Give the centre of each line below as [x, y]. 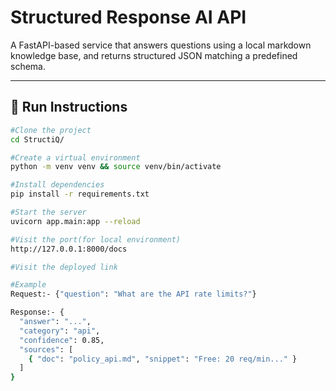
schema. [28, 66]
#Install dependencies [57, 185]
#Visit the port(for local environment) [96, 239]
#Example [28, 285]
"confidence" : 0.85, [62, 340]
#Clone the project [51, 130]
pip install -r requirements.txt [80, 194]
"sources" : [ [46, 349]
